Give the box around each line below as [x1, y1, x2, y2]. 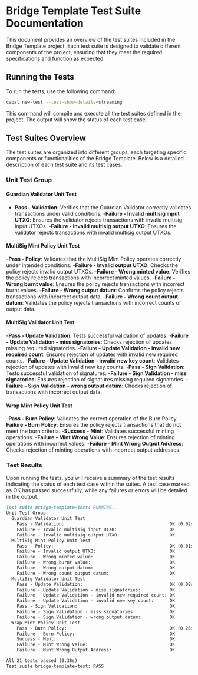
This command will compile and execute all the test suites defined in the [6, 110, 181, 117]
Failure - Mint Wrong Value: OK [16, 641, 176, 648]
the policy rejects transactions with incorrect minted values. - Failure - [6, 274, 176, 281]
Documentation [6, 17, 84, 30]
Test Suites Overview [6, 133, 87, 143]
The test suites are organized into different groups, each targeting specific [6, 149, 187, 156]
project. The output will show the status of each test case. [6, 116, 147, 123]
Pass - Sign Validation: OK [16, 603, 176, 610]
